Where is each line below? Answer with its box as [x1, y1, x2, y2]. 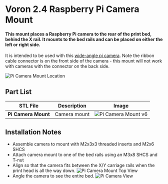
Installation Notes [5, 127, 61, 136]
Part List [5, 87, 32, 96]
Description [57, 102, 86, 109]
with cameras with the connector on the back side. [5, 63, 110, 69]
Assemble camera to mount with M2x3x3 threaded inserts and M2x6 [12, 141, 154, 147]
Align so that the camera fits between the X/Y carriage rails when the [12, 162, 155, 168]
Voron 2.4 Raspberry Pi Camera [5, 3, 139, 15]
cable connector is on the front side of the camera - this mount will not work [5, 58, 162, 64]
